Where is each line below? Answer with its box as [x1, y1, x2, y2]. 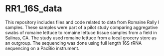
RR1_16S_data [5, 3, 62, 14]
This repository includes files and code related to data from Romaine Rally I [5, 19, 160, 25]
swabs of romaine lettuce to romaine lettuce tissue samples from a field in [5, 29, 157, 35]
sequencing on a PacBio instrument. [5, 45, 80, 51]
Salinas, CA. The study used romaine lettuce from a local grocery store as [5, 35, 157, 41]
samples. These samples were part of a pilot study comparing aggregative [5, 24, 158, 30]
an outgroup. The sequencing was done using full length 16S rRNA [5, 40, 142, 46]
